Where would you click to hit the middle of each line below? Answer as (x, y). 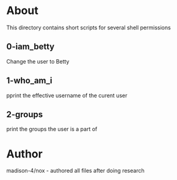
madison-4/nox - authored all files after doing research (75, 171)
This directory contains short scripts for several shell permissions (88, 27)
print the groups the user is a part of (52, 129)
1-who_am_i (30, 81)
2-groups (25, 114)
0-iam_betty (31, 47)
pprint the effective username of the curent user (67, 95)
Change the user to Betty (38, 61)
